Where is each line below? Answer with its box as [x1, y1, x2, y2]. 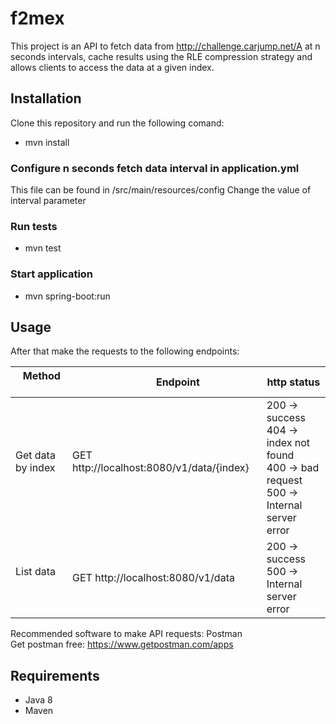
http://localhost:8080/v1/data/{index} [72, 461, 250, 475]
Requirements [10, 667, 100, 684]
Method [22, 369, 61, 383]
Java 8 [24, 694, 53, 706]
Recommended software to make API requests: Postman [10, 628, 243, 640]
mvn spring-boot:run [24, 290, 111, 302]
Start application [10, 267, 94, 281]
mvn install [24, 136, 70, 148]
